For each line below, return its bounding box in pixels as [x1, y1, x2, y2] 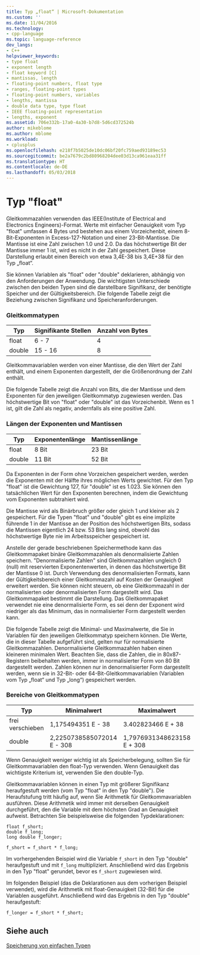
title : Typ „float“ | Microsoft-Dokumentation [6, 8, 124, 15]
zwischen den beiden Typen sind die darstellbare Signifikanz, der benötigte [6, 283, 192, 290]
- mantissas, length [6, 75, 58, 81]
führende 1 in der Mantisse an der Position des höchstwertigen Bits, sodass [6, 520, 191, 527]
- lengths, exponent [6, 114, 58, 120]
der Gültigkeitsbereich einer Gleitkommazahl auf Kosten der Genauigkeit [6, 576, 183, 583]
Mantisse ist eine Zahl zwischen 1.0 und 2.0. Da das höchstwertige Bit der [6, 240, 187, 248]
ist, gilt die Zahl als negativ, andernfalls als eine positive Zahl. [6, 405, 157, 412]
